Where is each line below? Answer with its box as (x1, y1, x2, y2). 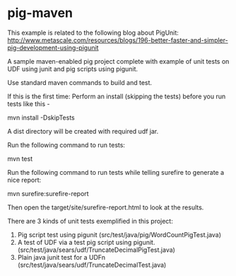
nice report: (7, 176, 42, 184)
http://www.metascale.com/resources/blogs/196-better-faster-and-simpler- (7, 35, 228, 44)
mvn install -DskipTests (7, 113, 76, 122)
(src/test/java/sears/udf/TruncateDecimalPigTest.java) (17, 246, 175, 254)
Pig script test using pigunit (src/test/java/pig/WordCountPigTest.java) (17, 230, 221, 238)
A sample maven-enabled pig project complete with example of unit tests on (7, 57, 230, 65)
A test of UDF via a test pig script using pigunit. (17, 238, 155, 246)
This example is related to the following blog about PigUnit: (7, 28, 179, 37)
